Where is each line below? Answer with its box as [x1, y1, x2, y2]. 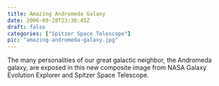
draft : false [7, 23, 46, 30]
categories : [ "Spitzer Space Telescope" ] [7, 30, 131, 37]
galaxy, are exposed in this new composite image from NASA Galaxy [7, 63, 207, 72]
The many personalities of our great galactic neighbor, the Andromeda [7, 56, 212, 64]
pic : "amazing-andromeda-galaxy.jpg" [7, 37, 119, 44]
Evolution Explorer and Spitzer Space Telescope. [7, 71, 150, 80]
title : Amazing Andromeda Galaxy [7, 10, 106, 18]
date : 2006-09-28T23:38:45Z [7, 17, 90, 24]
